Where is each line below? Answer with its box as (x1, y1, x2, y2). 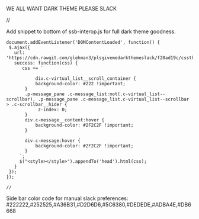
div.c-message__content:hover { (24, 117, 105, 123)
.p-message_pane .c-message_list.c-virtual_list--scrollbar (37, 96, 190, 102)
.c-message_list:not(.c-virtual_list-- (67, 91, 166, 97)
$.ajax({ (8, 44, 31, 50)
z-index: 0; (37, 107, 68, 112)
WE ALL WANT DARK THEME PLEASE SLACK (6, 5, 117, 12)
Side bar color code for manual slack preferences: (6, 195, 129, 202)
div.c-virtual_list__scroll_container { (35, 76, 136, 82)
